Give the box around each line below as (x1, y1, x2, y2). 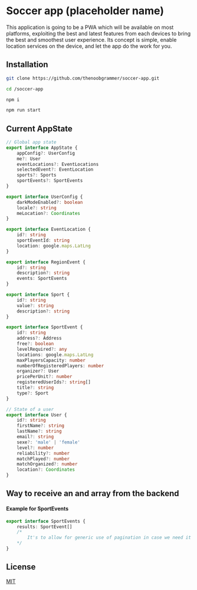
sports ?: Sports (17, 172, 57, 178)
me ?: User (17, 155, 41, 162)
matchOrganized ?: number (17, 461, 78, 467)
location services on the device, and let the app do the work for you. (6, 43, 172, 50)
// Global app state (6, 139, 57, 145)
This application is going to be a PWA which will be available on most (6, 24, 174, 31)
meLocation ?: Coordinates (17, 210, 81, 216)
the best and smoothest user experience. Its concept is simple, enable (6, 36, 177, 43)
